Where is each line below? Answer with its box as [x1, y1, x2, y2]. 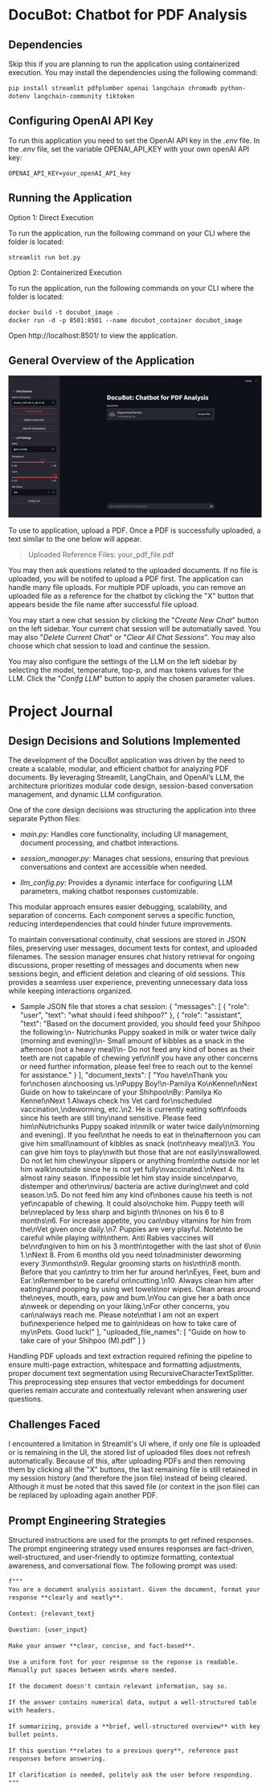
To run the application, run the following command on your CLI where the [8, 228, 251, 238]
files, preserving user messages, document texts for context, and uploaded [8, 943, 258, 953]
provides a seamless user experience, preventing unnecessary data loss [8, 978, 248, 987]
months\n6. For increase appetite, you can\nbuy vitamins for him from [19, 1215, 252, 1226]
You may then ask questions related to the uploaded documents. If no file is [8, 566, 259, 576]
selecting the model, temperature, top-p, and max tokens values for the [8, 665, 245, 675]
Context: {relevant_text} [8, 1610, 95, 1618]
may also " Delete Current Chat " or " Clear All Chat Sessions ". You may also [8, 633, 256, 642]
